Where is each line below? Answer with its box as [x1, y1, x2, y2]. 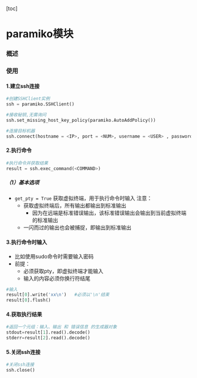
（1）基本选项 [6, 179, 40, 186]
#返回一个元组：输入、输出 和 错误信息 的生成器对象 [6, 324, 117, 330]
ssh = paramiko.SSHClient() [6, 101, 75, 107]
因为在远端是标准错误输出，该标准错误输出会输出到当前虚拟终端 [32, 209, 186, 216]
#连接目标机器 [6, 128, 35, 134]
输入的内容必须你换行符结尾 [23, 275, 91, 282]
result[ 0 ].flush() [6, 297, 51, 304]
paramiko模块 [6, 28, 74, 40]
